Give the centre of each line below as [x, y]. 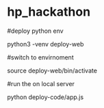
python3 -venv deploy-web [45, 44]
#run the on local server [41, 83]
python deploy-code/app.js [45, 97]
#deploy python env [35, 31]
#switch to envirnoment [40, 57]
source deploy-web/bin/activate [52, 70]
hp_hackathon [49, 12]
